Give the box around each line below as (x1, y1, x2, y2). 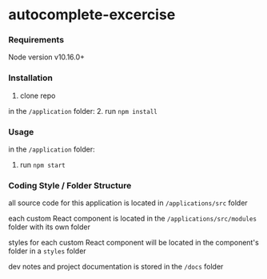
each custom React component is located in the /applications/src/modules (8, 214, 257, 224)
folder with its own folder (8, 222, 90, 232)
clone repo (19, 91, 56, 100)
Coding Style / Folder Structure (8, 180, 132, 191)
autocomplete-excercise (8, 6, 176, 24)
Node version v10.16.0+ (8, 52, 86, 62)
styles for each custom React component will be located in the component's (8, 238, 260, 248)
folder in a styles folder (8, 246, 86, 256)
